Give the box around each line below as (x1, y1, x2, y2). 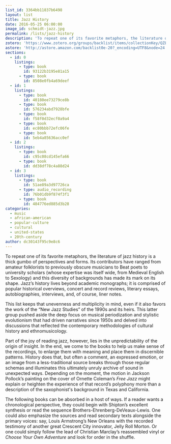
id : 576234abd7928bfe (23, 107, 70, 112)
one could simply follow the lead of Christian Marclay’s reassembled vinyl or (5, 428, 165, 435)
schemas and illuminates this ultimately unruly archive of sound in (5, 365, 144, 371)
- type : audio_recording (18, 187, 72, 192)
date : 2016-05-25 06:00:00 (5, 21, 63, 27)
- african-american (10, 216, 51, 221)
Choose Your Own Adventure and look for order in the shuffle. (5, 434, 135, 440)
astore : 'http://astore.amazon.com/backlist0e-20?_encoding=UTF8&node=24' (5, 45, 167, 50)
